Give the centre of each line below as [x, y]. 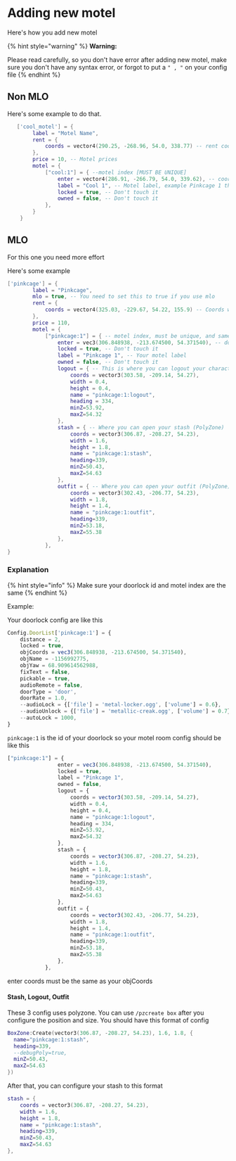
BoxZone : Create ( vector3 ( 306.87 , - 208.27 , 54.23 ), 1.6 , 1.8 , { [100, 1033]
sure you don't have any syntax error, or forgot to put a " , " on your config [117, 67]
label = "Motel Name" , [66, 133]
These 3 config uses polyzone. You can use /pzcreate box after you [106, 1013]
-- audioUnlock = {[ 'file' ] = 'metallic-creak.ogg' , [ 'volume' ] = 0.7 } [125, 711]
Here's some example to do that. [54, 113]
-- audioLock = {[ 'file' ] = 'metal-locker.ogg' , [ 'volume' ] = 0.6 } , [120, 705]
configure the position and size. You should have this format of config [108, 1020]
